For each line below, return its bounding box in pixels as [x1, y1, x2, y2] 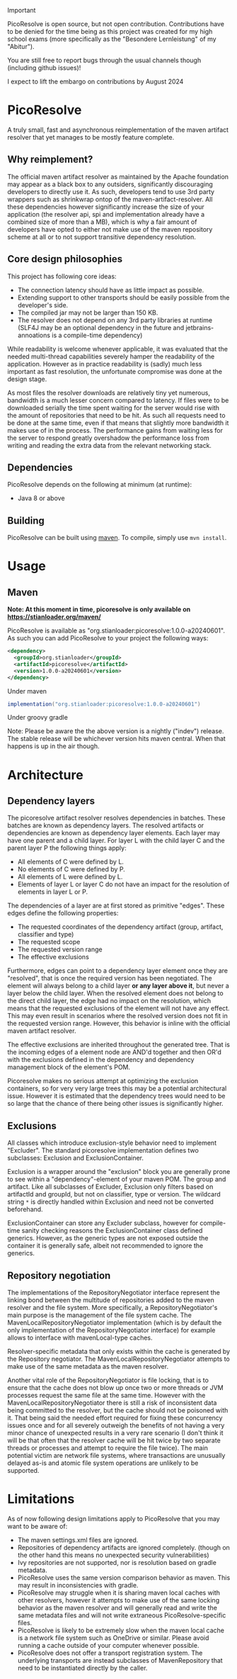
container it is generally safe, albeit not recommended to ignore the [7, 1241, 204, 1250]
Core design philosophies [7, 253, 122, 265]
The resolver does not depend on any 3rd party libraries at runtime [17, 315, 213, 324]
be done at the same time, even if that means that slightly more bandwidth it [7, 418, 229, 427]
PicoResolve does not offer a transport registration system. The [17, 1649, 203, 1657]
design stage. [7, 375, 47, 383]
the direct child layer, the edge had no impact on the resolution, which [7, 997, 211, 1005]
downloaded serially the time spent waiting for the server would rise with [7, 403, 220, 412]
